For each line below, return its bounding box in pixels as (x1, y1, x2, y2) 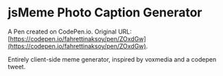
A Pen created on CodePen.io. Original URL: (8, 27, 132, 36)
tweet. (8, 62, 26, 71)
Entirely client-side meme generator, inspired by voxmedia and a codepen (8, 55, 217, 63)
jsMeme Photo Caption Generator (8, 5, 202, 21)
